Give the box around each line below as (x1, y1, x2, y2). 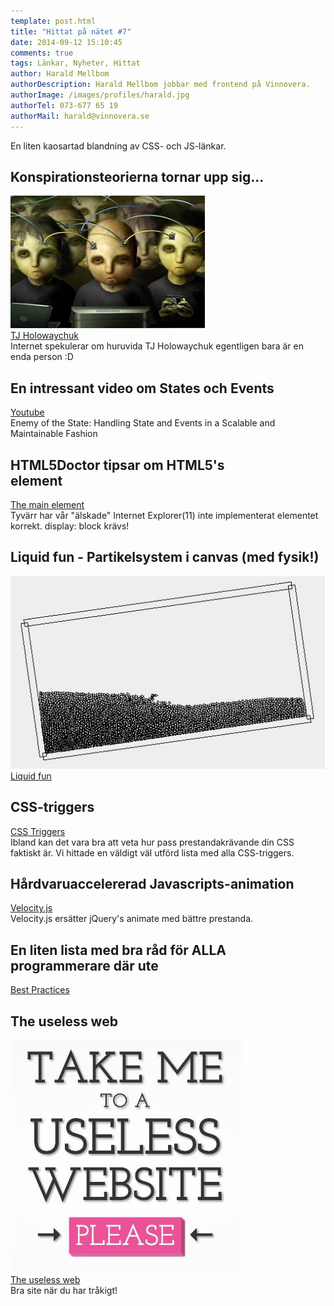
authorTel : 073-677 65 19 (10, 100, 118, 110)
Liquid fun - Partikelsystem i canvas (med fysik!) (10, 549, 320, 566)
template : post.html (10, 16, 97, 26)
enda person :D (10, 351, 74, 363)
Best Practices (10, 984, 70, 996)
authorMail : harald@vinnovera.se (10, 111, 150, 121)
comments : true (10, 48, 74, 58)
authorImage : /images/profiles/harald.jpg (10, 90, 190, 100)
